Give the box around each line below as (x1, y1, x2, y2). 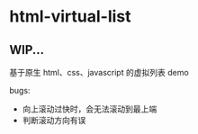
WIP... (9, 42, 45, 58)
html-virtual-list (9, 6, 131, 27)
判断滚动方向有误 (22, 115, 86, 125)
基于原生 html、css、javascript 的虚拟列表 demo (9, 67, 189, 77)
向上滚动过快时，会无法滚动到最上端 (22, 103, 157, 114)
